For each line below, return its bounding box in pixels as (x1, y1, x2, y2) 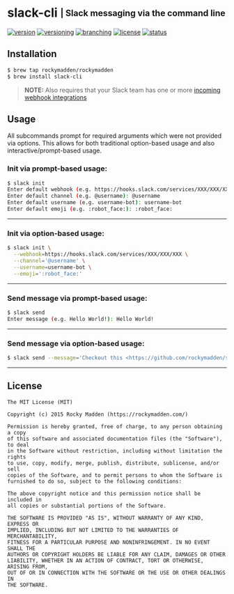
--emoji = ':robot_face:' (13, 270, 82, 277)
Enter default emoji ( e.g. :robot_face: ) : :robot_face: (7, 205, 173, 213)
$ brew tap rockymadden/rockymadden (7, 66, 114, 74)
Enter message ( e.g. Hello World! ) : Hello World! (7, 315, 155, 322)
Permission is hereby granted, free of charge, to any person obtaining (7, 423, 223, 430)
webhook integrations (24, 93, 87, 102)
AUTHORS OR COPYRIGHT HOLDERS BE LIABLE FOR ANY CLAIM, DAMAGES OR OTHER (7, 551, 226, 558)
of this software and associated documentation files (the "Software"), (7, 435, 223, 442)
